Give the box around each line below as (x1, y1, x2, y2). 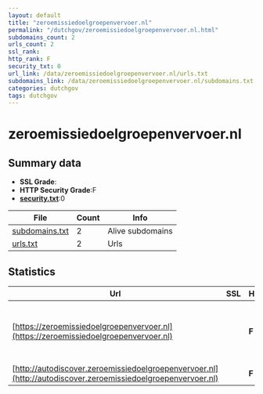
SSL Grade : (19, 177, 57, 186)
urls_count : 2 (8, 41, 55, 49)
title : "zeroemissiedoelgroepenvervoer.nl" (8, 19, 153, 27)
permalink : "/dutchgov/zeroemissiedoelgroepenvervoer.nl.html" (8, 26, 219, 34)
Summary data (8, 156, 82, 169)
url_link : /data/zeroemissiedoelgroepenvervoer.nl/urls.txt (8, 70, 209, 78)
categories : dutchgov (8, 84, 79, 92)
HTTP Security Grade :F (19, 186, 97, 195)
